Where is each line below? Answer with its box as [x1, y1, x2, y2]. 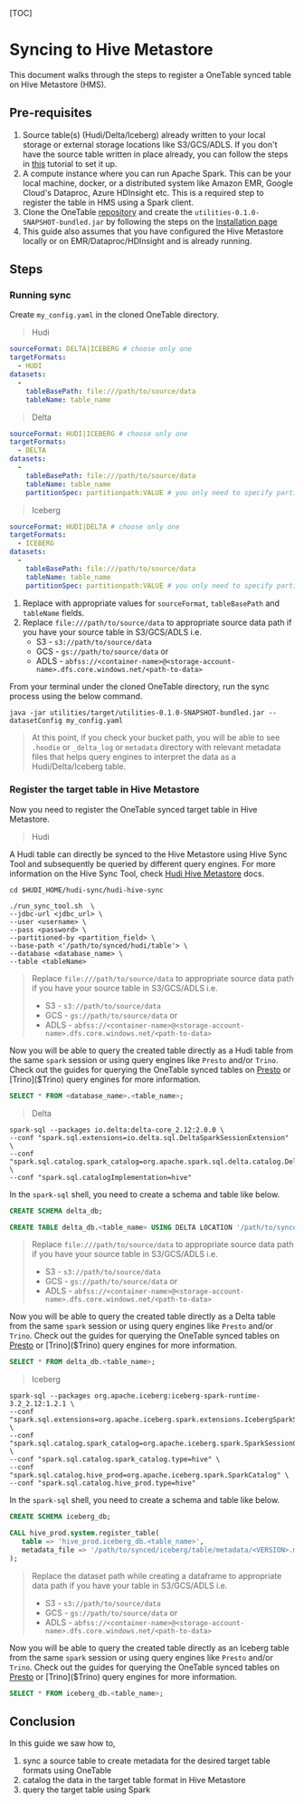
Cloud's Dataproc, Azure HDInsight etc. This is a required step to [22, 187, 264, 198]
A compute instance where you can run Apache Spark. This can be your [22, 168, 292, 179]
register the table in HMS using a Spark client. [22, 197, 195, 208]
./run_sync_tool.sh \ [9, 902, 95, 911]
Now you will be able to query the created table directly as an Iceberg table [9, 1642, 290, 1653]
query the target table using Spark [22, 1784, 151, 1795]
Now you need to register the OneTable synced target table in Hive [9, 804, 258, 814]
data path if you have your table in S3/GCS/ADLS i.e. [31, 1580, 228, 1591]
